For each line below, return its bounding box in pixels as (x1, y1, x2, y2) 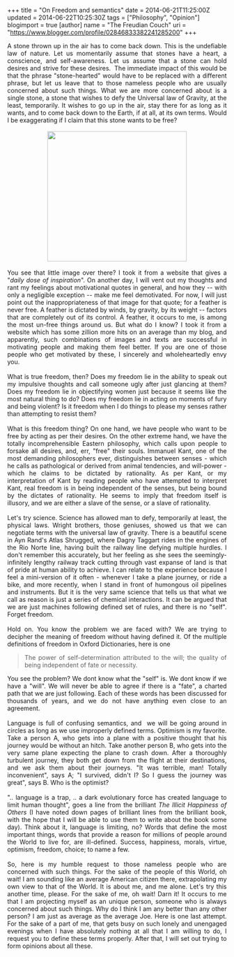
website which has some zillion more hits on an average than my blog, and (7, 328, 227, 336)
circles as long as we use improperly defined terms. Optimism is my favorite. (7, 726, 227, 735)
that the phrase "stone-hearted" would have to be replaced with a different (7, 71, 227, 80)
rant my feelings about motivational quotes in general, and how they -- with (7, 283, 227, 292)
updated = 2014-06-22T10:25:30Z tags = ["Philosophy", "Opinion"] (7, 13, 200, 22)
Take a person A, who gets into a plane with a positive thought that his (7, 734, 227, 742)
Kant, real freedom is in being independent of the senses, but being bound (7, 484, 227, 492)
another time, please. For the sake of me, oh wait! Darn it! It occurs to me (7, 890, 227, 898)
